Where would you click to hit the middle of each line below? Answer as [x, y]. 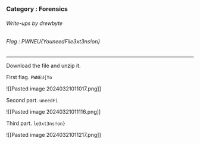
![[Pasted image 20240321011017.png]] [54, 89]
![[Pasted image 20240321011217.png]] [54, 134]
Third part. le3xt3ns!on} [36, 123]
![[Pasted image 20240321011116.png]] [54, 111]
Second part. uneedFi [32, 100]
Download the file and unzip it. [44, 65]
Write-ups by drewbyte [35, 23]
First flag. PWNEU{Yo [29, 77]
